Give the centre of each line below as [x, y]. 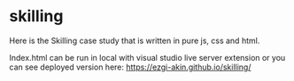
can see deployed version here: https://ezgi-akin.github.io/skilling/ [130, 67]
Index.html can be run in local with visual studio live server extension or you [147, 57]
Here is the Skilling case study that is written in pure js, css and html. [135, 40]
